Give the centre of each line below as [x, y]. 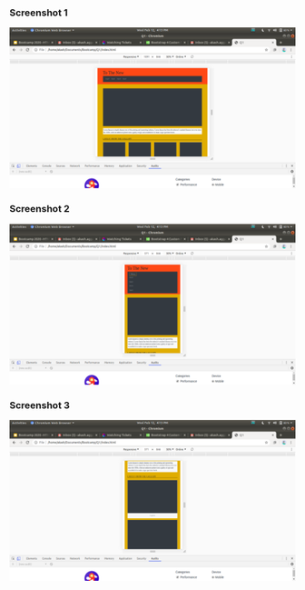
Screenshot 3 [40, 405]
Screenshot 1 [39, 13]
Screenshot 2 [39, 209]
